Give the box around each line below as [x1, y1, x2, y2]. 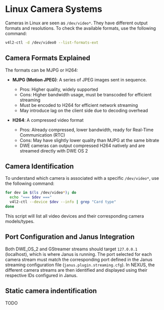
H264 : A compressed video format [12, 117, 84, 123]
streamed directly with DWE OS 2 [19, 148, 88, 154]
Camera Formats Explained [5, 54, 91, 63]
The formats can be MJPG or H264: [5, 67, 78, 73]
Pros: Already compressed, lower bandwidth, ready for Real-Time [19, 127, 154, 133]
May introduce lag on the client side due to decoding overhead [19, 107, 148, 113]
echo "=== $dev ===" [9, 195, 52, 200]
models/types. [5, 218, 35, 224]
